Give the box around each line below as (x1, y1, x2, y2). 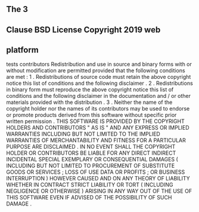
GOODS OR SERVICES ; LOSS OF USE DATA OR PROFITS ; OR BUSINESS (6, 168, 185, 176)
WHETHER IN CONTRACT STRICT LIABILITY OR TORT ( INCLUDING (6, 181, 173, 189)
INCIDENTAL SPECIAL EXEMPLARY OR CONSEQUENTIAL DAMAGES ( (6, 156, 179, 163)
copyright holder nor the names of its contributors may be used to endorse (6, 105, 190, 112)
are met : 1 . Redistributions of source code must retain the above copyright (6, 73, 191, 81)
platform (6, 45, 39, 55)
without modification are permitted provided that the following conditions (6, 67, 186, 74)
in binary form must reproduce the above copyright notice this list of (6, 86, 174, 93)
